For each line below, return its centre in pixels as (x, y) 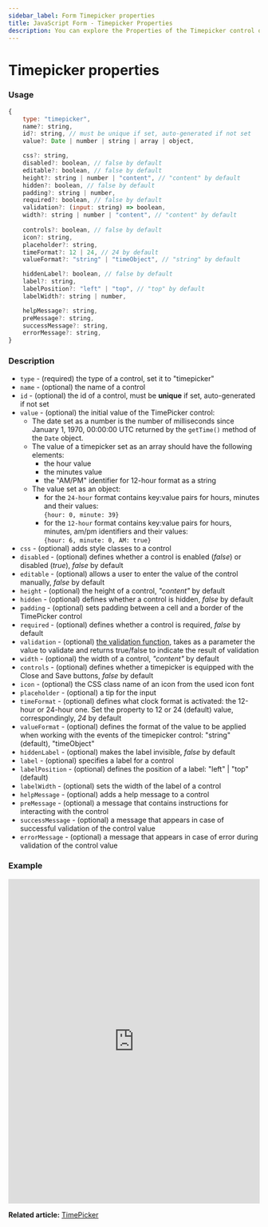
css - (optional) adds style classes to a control (95, 548)
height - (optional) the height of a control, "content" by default (122, 590)
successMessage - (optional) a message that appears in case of (122, 820)
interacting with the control (64, 811)
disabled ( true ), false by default (71, 565)
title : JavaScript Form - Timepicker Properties (91, 23)
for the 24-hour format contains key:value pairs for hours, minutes (152, 497)
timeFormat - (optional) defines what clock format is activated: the (128, 701)
